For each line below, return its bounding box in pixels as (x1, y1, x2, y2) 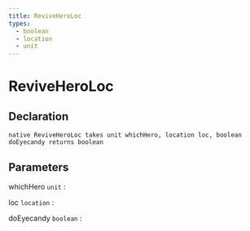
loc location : (8, 197, 55, 207)
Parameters (8, 160, 69, 174)
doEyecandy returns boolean (8, 138, 104, 146)
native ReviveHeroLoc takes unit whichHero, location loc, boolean (8, 131, 243, 139)
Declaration (8, 109, 69, 123)
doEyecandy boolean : (8, 213, 82, 223)
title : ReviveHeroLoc (8, 11, 82, 20)
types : (8, 20, 31, 28)
